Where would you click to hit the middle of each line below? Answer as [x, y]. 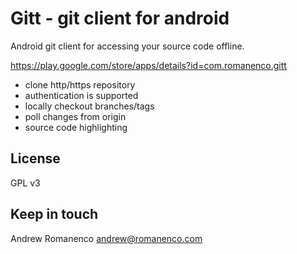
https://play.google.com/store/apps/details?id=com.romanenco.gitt [148, 65]
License [35, 158]
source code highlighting [76, 127]
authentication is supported [81, 95]
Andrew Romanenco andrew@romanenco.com [106, 238]
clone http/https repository [80, 84]
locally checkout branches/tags [89, 106]
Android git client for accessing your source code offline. [127, 46]
